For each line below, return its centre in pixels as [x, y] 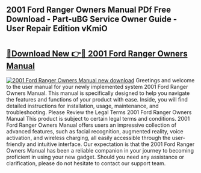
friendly [16, 144]
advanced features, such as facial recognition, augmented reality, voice [95, 131]
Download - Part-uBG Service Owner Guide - [92, 20]
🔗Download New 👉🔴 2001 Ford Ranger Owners [97, 53]
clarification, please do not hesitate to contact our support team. [86, 163]
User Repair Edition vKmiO [57, 29]
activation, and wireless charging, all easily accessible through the [88, 138]
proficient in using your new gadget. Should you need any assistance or [95, 157]
